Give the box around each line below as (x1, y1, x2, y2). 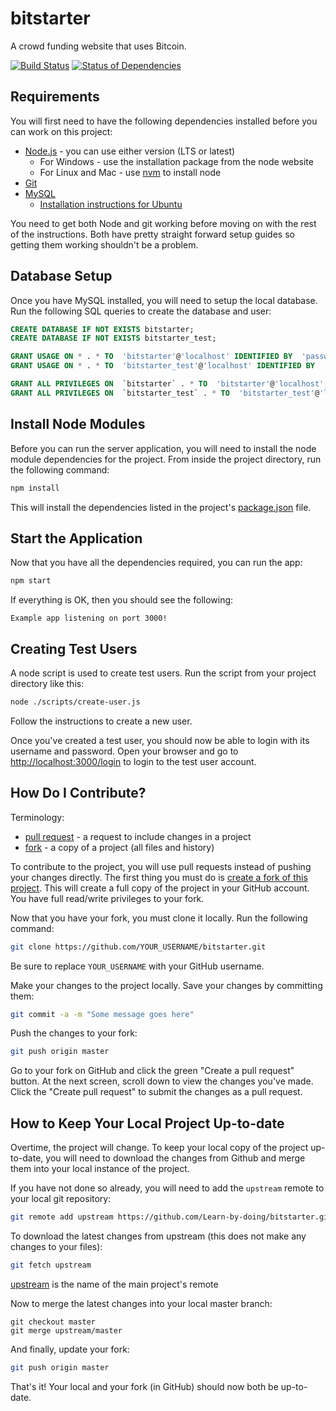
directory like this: (10, 678, 85, 689)
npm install (10, 483, 60, 493)
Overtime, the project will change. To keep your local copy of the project (10, 1142, 309, 1154)
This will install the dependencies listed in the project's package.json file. (10, 501, 312, 513)
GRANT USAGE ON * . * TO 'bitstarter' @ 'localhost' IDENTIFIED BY (10, 352, 293, 362)
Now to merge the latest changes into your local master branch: (10, 1297, 273, 1309)
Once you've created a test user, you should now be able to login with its (10, 734, 310, 746)
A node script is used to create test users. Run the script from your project (10, 667, 317, 679)
